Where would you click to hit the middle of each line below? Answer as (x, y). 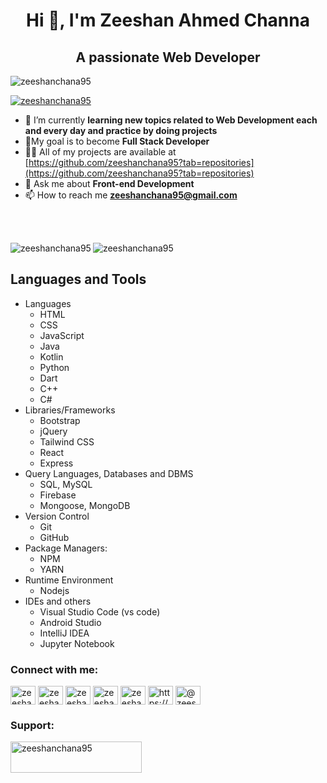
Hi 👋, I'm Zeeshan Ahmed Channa (168, 20)
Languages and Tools (78, 279)
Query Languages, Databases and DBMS (109, 473)
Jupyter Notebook (77, 643)
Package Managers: (66, 548)
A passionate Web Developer (168, 57)
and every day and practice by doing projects (121, 130)
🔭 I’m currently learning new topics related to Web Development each (171, 120)
